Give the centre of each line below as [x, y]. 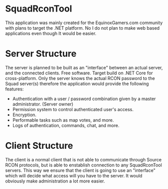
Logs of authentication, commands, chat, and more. [66, 125]
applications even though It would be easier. [51, 33]
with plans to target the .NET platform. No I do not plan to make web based [82, 28]
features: [15, 89]
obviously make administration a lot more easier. [55, 181]
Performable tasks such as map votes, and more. [63, 120]
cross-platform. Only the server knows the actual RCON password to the [80, 78]
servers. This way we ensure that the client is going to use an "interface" [80, 170]
